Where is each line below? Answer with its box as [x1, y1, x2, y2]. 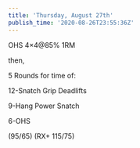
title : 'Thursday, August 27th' [8, 11, 113, 20]
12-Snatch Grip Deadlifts [8, 85, 88, 95]
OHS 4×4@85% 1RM [8, 40, 76, 49]
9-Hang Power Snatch [8, 101, 80, 110]
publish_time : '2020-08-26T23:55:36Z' [8, 19, 135, 27]
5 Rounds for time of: [8, 70, 77, 80]
